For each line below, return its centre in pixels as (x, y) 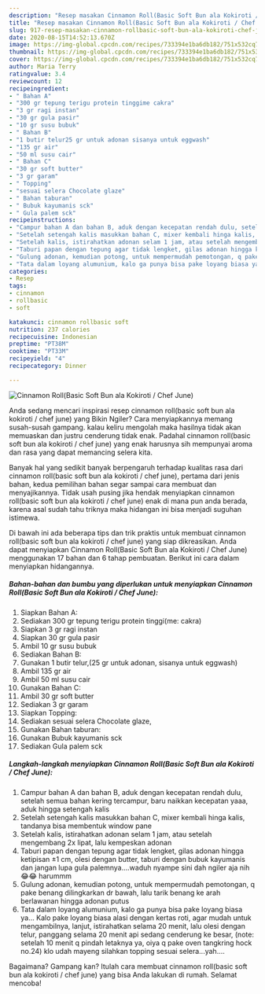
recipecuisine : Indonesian (53, 337)
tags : (18, 286)
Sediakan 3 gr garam (54, 704)
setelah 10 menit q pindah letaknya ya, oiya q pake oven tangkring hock (136, 942)
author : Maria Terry (43, 67)
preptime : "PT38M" (39, 344)
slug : (18, 30)
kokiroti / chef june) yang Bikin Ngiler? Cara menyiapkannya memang (121, 418)
